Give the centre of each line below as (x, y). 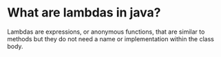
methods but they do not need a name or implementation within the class (111, 38)
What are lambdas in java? (84, 13)
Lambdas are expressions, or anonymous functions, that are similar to (106, 32)
